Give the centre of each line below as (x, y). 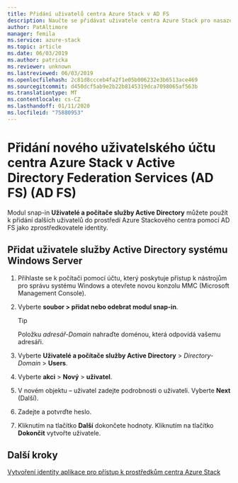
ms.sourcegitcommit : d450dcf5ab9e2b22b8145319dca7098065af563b (103, 86)
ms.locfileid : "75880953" (45, 113)
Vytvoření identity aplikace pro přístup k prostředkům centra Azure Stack (114, 472)
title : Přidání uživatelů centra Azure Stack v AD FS (89, 14)
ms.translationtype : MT (42, 93)
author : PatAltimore (38, 27)
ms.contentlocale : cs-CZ (44, 100)
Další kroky (33, 455)
